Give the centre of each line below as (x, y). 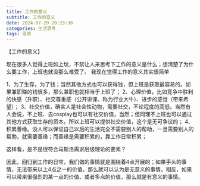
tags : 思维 (19, 34)
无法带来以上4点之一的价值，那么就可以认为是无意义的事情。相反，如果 (104, 169)
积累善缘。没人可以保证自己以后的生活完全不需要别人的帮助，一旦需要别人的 (100, 129)
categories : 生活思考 (31, 28)
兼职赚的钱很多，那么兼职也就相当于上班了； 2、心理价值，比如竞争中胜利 (102, 92)
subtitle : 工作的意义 (31, 17)
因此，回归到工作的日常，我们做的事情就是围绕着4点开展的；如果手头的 (94, 162)
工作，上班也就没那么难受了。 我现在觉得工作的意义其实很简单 (93, 72)
